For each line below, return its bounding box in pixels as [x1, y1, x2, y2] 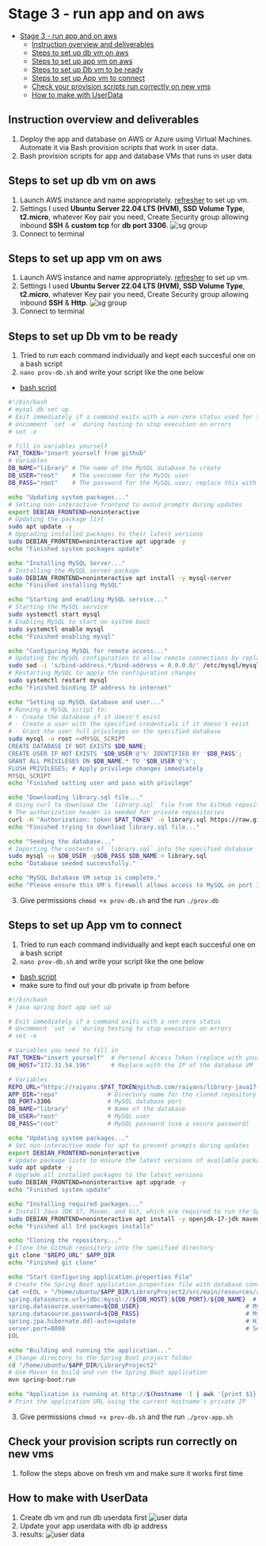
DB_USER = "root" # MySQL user [8, 1113, 150, 1121]
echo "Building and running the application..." [8, 1346, 172, 1354]
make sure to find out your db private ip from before [19, 980, 190, 990]
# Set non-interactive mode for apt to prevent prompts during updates [8, 1141, 249, 1149]
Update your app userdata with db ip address [19, 1521, 168, 1530]
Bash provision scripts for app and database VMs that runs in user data [19, 151, 252, 160]
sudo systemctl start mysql [8, 610, 101, 619]
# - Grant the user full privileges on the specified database [8, 728, 222, 736]
